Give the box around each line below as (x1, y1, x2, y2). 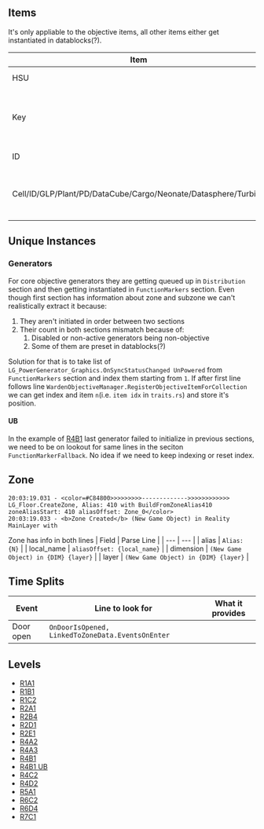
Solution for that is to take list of (8, 357, 112, 366)
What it (214, 598, 243, 609)
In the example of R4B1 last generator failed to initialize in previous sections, (8, 434, 255, 443)
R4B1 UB (19, 762, 49, 772)
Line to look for (94, 603, 152, 614)
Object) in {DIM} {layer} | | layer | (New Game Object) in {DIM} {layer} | (8, 552, 249, 561)
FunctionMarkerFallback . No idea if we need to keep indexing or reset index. (8, 450, 255, 460)
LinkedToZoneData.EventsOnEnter (49, 631, 170, 640)
